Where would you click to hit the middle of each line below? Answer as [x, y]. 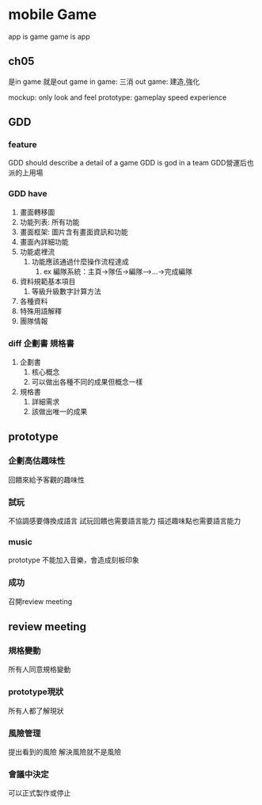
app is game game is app [49, 36]
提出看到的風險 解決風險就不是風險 [65, 752]
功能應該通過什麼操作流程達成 [80, 261]
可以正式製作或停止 [40, 793]
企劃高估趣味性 [37, 461]
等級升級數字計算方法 [66, 291]
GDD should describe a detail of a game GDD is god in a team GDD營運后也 [131, 163]
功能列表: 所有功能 [49, 222]
